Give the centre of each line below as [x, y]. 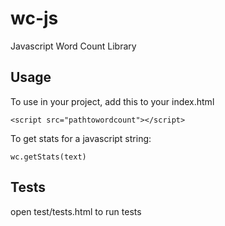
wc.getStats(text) [48, 157]
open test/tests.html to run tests [76, 211]
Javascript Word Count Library [73, 46]
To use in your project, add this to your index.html [112, 101]
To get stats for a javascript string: [81, 138]
